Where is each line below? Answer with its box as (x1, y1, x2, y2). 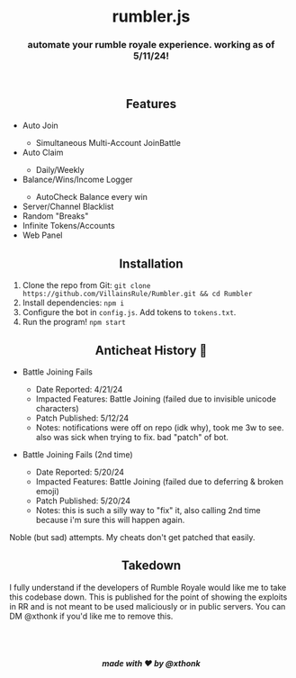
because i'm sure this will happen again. (35, 514, 185, 525)
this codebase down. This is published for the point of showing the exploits (9, 592, 288, 602)
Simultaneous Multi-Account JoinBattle (35, 138, 182, 149)
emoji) (35, 485, 60, 496)
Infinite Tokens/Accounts (22, 221, 115, 231)
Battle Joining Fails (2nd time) (22, 448, 133, 460)
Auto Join (22, 120, 58, 131)
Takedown (121, 558, 182, 574)
